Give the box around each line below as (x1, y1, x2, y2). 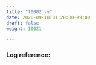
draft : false (6, 20, 39, 26)
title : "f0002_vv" (6, 8, 53, 15)
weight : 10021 (6, 25, 42, 32)
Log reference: (6, 51, 51, 59)
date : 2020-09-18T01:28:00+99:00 (6, 14, 91, 20)
